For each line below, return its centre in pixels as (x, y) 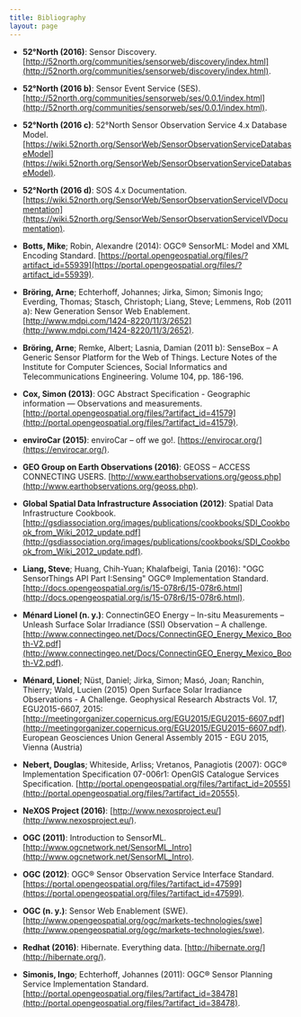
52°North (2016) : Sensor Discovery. (89, 51)
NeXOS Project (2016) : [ (68, 810)
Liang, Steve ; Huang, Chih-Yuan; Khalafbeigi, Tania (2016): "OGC (143, 569)
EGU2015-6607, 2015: (62, 708)
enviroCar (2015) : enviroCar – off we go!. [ (102, 440)
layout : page (34, 26)
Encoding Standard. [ (62, 255)
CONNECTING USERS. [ (67, 476)
